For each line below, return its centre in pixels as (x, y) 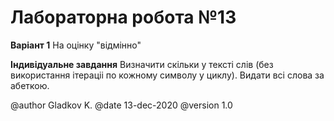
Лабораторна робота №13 (123, 17)
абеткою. (30, 85)
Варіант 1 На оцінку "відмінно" (76, 45)
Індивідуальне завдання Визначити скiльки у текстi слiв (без (142, 64)
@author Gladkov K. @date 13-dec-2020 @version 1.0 (121, 105)
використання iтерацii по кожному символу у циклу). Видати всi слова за (167, 75)
